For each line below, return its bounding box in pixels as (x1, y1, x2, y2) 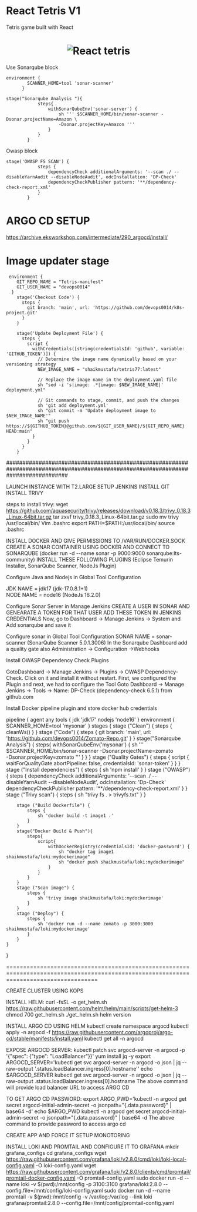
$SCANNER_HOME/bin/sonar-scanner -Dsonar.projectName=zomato (6, 747, 174, 754)
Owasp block (6, 147, 38, 154)
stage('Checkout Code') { (16, 294, 80, 300)
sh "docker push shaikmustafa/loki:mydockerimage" (58, 859, 185, 865)
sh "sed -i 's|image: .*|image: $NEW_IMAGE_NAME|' (37, 381, 164, 388)
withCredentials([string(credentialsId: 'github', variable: (32, 346, 185, 351)
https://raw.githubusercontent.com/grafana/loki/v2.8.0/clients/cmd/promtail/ (6, 1168, 191, 1175)
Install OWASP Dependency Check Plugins (6, 656, 110, 663)
